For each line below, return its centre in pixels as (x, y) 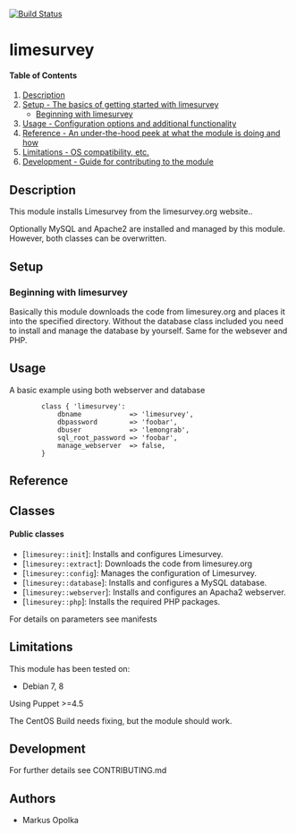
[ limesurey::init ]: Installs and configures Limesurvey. (123, 554)
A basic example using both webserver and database (107, 390)
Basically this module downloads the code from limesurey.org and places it (147, 311)
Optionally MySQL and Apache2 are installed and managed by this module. (148, 229)
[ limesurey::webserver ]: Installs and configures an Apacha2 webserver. (154, 592)
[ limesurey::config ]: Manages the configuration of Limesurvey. (140, 572)
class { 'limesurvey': (84, 406)
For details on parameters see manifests (84, 619)
